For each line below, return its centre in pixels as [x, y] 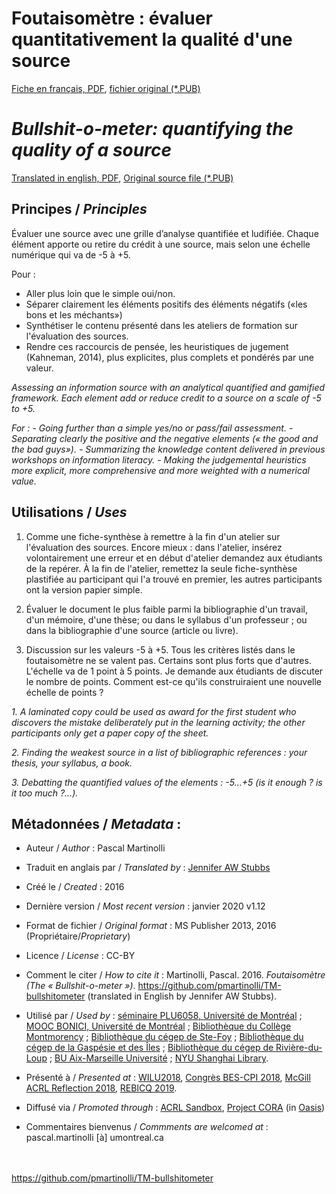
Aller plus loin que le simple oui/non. [100, 293]
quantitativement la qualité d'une [152, 39]
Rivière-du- [299, 1048]
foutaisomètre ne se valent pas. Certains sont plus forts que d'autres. [168, 660]
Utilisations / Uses [69, 512]
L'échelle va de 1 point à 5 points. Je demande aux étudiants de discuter [174, 671]
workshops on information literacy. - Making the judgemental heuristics [159, 459]
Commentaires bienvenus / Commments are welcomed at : [147, 1127]
